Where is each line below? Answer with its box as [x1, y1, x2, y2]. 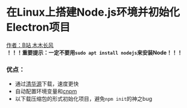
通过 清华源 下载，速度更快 [14, 80, 79, 88]
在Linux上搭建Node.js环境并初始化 [6, 5, 180, 19]
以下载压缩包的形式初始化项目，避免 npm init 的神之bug [14, 95, 153, 103]
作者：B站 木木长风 [6, 41, 54, 49]
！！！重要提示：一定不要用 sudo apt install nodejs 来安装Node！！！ [6, 49, 183, 56]
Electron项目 [6, 20, 71, 34]
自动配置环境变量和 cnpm [14, 88, 77, 95]
